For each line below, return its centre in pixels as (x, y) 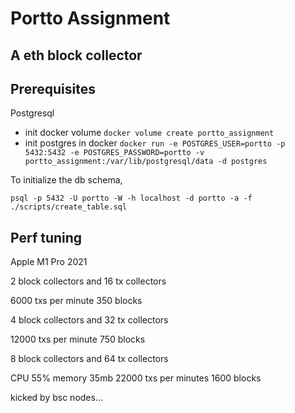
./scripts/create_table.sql (69, 207)
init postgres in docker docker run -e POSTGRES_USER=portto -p (155, 143)
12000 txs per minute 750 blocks (78, 339)
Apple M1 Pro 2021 (49, 262)
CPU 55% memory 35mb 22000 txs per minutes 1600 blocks (136, 378)
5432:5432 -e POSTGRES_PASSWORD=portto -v (114, 153)
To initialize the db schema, (66, 180)
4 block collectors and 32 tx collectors (89, 320)
